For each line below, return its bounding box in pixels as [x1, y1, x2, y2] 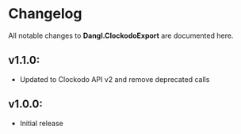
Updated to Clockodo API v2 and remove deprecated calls [19, 74, 210, 84]
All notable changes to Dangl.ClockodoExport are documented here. [8, 31, 234, 40]
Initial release [19, 118, 63, 128]
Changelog [8, 5, 82, 23]
